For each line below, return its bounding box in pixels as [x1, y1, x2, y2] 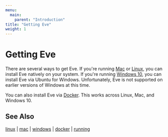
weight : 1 [5, 27, 27, 32]
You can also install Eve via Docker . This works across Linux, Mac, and [5, 92, 155, 98]
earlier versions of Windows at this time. [5, 82, 91, 88]
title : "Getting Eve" [5, 22, 52, 27]
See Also [5, 112, 34, 121]
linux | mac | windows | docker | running [5, 126, 91, 132]
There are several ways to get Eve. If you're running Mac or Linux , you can [5, 66, 163, 72]
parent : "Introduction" [14, 17, 66, 22]
